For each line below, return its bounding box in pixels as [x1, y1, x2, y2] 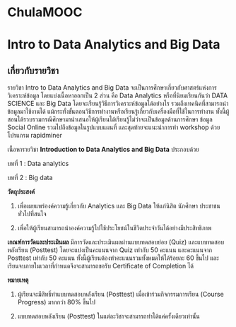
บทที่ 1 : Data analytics [7, 160, 69, 168]
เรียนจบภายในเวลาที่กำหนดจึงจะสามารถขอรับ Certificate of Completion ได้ [7, 262, 194, 270]
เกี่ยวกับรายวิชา [7, 64, 59, 76]
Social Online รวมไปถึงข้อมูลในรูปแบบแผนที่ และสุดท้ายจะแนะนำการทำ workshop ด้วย [7, 123, 220, 131]
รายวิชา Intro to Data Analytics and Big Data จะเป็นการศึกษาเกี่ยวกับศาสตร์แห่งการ [7, 83, 217, 92]
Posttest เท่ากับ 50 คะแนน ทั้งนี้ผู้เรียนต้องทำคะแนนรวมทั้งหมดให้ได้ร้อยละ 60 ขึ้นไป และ [7, 254, 219, 262]
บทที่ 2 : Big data [7, 174, 53, 182]
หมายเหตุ [7, 276, 29, 285]
